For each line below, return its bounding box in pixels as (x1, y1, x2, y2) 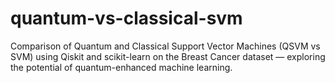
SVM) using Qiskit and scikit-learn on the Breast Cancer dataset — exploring (10, 50, 326, 62)
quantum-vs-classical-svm (10, 7, 243, 30)
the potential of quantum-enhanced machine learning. (10, 61, 233, 73)
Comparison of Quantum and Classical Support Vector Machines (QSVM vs (10, 40, 321, 52)
